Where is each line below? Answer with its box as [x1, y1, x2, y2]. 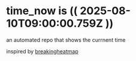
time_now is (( [6, 4, 78, 18]
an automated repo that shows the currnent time [6, 36, 126, 43]
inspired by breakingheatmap [6, 47, 79, 54]
